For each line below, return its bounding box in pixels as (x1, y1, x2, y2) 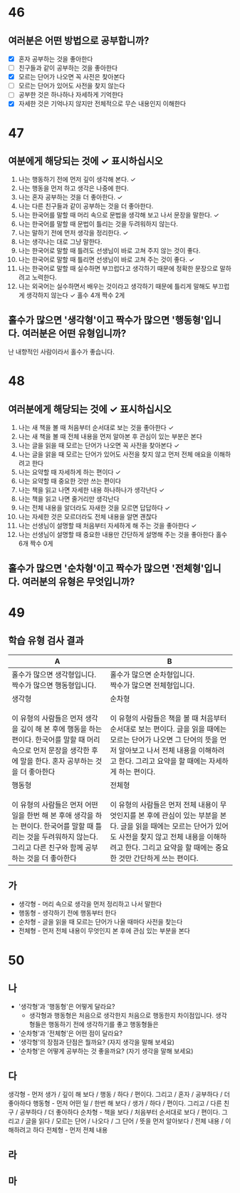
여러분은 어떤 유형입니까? (21, 327, 127, 339)
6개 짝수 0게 (18, 539, 53, 548)
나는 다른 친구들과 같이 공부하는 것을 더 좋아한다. (18, 202, 154, 210)
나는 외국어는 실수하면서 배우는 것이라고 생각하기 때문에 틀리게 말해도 (18, 282, 211, 291)
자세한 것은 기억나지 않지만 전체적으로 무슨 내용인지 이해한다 (18, 99, 187, 108)
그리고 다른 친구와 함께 (11, 842, 84, 852)
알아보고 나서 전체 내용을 (118, 745, 197, 755)
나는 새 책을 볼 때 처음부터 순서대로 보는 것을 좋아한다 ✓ (18, 424, 174, 432)
